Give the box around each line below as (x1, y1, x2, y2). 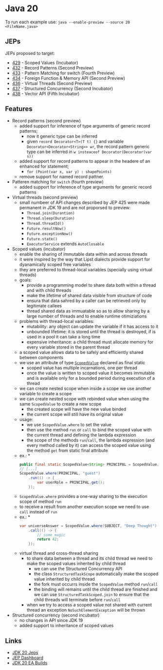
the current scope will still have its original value (26, 411, 123, 417)
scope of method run (19, 498, 62, 504)
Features (5, 105, 33, 113)
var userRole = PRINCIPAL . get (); (36, 480, 105, 485)
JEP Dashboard (12, 655, 44, 660)
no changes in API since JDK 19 (19, 617, 83, 623)
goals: (19, 277, 32, 282)
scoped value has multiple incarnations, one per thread (26, 365, 138, 370)
